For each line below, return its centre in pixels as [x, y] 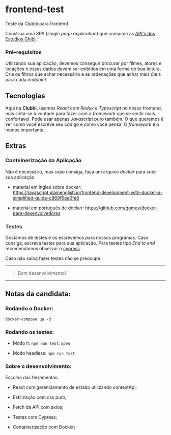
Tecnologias [25, 96]
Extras [16, 146]
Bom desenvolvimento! [42, 273]
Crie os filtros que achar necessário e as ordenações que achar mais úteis [83, 74]
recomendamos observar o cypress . [43, 249]
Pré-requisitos [23, 52]
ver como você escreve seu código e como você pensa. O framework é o [82, 124]
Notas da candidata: [38, 294]
